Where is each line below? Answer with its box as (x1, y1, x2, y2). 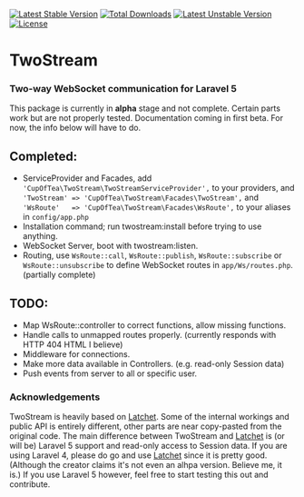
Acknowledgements (9, 391, 101, 403)
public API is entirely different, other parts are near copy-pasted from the (9, 421, 283, 432)
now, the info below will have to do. (9, 123, 142, 134)
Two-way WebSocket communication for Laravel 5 (9, 83, 238, 95)
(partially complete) (22, 269, 96, 281)
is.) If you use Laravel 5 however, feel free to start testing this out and (9, 469, 270, 481)
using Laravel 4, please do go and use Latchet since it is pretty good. (9, 450, 268, 461)
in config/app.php (22, 212, 89, 223)
